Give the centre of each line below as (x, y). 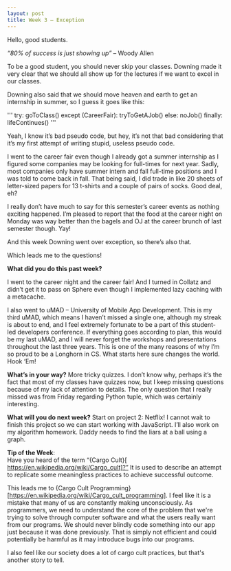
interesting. (23, 403)
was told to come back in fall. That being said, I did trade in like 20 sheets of (115, 178)
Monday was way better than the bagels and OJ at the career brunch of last (114, 221)
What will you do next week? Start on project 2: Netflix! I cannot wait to (109, 417)
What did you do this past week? (55, 268)
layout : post (26, 13)
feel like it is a (191, 495)
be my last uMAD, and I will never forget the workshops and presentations (112, 339)
